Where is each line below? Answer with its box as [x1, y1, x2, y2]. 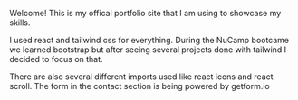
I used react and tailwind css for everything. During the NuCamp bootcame [9, 35, 290, 45]
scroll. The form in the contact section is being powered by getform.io [9, 81, 270, 91]
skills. [9, 17, 31, 28]
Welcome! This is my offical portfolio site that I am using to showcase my [9, 8, 282, 18]
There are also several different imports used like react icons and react [9, 71, 274, 82]
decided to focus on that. [9, 54, 103, 64]
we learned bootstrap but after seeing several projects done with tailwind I [9, 44, 287, 55]
